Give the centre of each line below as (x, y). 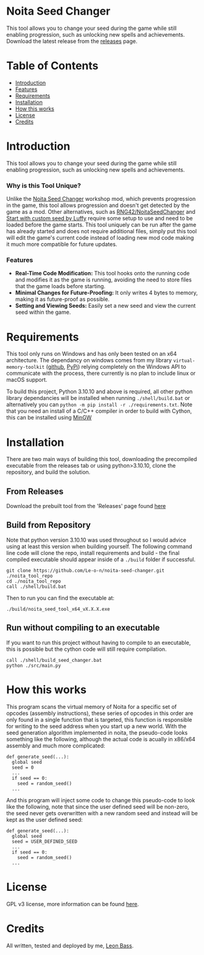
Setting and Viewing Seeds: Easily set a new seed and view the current (105, 306)
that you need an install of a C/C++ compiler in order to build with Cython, (99, 411)
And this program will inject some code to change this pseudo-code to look (101, 800)
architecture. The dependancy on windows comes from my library (89, 360)
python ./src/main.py (34, 666)
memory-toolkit (26, 368)
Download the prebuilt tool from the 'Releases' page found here (86, 506)
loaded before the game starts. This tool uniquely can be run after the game (101, 225)
